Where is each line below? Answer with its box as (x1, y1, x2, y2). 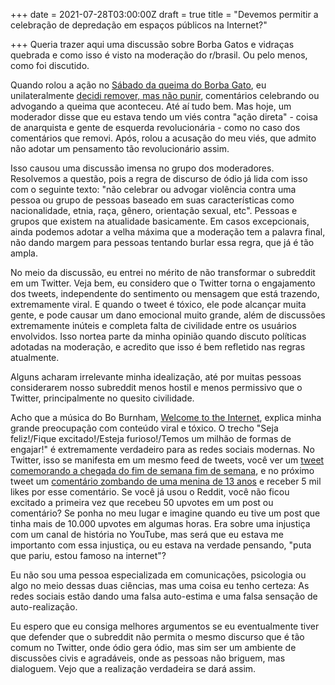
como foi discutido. (10, 60, 90, 71)
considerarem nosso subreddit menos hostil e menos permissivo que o (10, 382, 303, 393)
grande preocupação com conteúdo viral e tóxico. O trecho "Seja (10, 422, 279, 434)
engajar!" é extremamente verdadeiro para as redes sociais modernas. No (10, 444, 315, 455)
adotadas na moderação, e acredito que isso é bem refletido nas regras (10, 341, 306, 353)
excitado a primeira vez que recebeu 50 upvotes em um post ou (10, 497, 274, 508)
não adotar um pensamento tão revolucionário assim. (10, 143, 230, 154)
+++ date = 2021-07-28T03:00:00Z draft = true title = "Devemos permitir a (10, 9, 319, 20)
